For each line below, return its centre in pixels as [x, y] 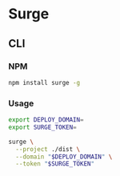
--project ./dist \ [48, 149]
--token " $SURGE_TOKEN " [55, 164]
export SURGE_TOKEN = [43, 127]
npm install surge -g [44, 82]
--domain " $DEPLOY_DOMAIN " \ [64, 157]
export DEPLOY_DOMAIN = [46, 120]
